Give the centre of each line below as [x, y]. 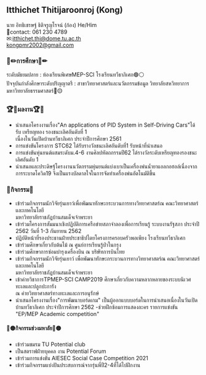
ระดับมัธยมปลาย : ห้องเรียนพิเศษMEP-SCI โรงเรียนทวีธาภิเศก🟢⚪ [75, 75]
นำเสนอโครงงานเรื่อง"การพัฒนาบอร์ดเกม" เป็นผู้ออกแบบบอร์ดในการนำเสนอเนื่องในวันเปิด [106, 300]
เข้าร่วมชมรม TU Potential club [50, 344]
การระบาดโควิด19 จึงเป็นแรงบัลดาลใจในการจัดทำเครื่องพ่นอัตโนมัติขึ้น [85, 173]
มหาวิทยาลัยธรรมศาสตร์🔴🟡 [34, 91]
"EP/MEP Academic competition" [57, 314]
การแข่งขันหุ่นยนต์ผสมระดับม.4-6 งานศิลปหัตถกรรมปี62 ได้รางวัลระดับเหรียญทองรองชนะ [106, 152]
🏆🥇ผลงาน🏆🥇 [25, 109]
